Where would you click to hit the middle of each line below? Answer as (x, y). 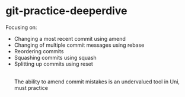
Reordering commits (39, 51)
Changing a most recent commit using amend (70, 38)
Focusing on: (21, 27)
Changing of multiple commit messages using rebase (79, 45)
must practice (31, 88)
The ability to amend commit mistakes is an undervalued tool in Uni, (97, 82)
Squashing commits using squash (55, 57)
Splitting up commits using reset (53, 64)
